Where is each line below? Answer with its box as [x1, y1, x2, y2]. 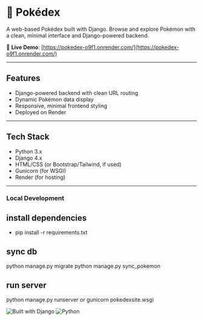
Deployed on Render [14, 108, 66, 115]
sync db [6, 246, 37, 256]
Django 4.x [14, 154, 42, 161]
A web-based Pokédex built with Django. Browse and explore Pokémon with [6, 25, 196, 33]
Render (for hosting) [14, 173, 66, 181]
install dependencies [6, 213, 87, 223]
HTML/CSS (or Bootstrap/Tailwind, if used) [14, 160, 122, 168]
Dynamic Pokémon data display [14, 96, 94, 103]
